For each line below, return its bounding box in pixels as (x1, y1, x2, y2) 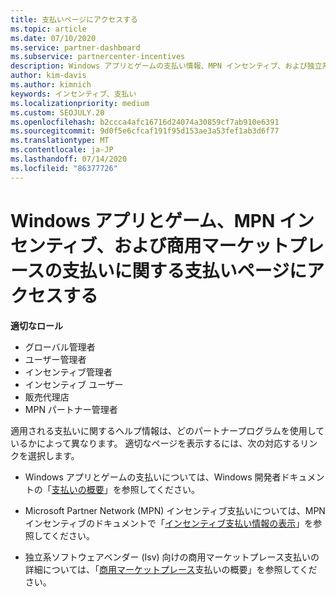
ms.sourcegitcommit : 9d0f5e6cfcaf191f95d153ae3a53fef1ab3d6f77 (10, 126, 280, 136)
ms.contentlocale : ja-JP (10, 145, 114, 155)
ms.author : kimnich (10, 80, 92, 90)
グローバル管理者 (24, 341, 96, 353)
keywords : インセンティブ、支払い (10, 89, 137, 99)
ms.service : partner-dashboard (10, 42, 141, 53)
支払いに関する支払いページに (61, 259, 308, 282)
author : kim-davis (10, 71, 87, 81)
